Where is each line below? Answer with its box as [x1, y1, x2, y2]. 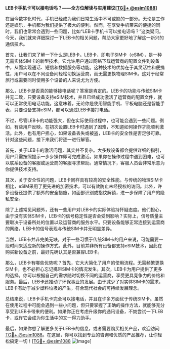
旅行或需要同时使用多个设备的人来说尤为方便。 [5, 77, 103, 83]
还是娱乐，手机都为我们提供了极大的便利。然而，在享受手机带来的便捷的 [5, 22, 156, 28]
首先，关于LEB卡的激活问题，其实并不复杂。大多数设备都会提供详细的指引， [5, 147, 164, 153]
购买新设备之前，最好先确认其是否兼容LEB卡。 [5, 249, 102, 255]
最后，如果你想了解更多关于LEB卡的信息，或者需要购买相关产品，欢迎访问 [5, 326, 160, 331]
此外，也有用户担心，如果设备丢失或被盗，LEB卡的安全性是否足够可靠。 [14, 130, 164, 136]
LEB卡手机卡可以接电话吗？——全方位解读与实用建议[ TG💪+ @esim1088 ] [5, 5, 157, 11]
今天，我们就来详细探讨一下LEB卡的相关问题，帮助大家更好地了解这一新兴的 [5, 35, 164, 40]
